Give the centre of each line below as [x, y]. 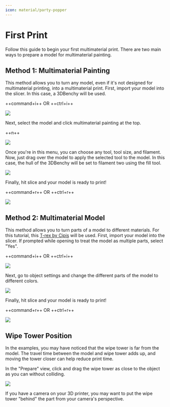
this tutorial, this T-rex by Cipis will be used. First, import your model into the [85, 236]
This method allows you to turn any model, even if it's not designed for [79, 83]
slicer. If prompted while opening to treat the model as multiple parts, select [84, 241]
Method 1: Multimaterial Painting [58, 70]
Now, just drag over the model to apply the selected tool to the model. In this [85, 158]
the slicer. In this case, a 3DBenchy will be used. [56, 94]
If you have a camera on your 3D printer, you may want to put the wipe [79, 393]
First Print [26, 35]
